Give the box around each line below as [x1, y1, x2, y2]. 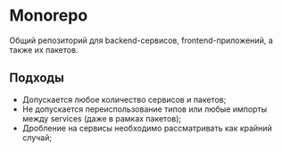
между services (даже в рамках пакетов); [21, 113, 182, 123]
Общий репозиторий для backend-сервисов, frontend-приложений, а [9, 35, 274, 46]
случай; [21, 131, 52, 143]
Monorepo [9, 5, 88, 26]
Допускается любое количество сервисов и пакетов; [21, 94, 227, 105]
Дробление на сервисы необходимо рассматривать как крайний [21, 122, 272, 133]
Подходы [9, 71, 64, 86]
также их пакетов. [9, 44, 79, 55]
